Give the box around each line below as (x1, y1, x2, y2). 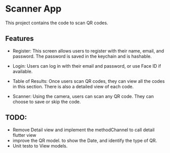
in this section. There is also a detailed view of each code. (12, 83, 134, 89)
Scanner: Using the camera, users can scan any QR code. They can (12, 93, 154, 99)
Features (5, 34, 34, 43)
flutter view (12, 132, 36, 138)
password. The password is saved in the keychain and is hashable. (12, 53, 152, 59)
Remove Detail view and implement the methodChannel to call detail (12, 127, 155, 133)
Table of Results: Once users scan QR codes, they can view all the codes (12, 78, 165, 84)
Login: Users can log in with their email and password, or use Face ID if (12, 63, 161, 69)
